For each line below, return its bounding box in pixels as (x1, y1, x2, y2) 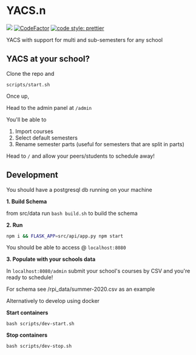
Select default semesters (15, 134, 78, 141)
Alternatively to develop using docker (6, 297, 100, 305)
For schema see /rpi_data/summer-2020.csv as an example (6, 286, 155, 293)
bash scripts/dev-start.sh (6, 321, 75, 327)
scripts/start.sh (6, 81, 50, 88)
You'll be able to (6, 116, 47, 123)
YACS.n (6, 4, 46, 18)
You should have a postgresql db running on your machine (6, 186, 153, 193)
